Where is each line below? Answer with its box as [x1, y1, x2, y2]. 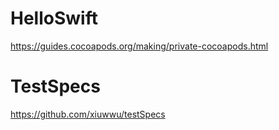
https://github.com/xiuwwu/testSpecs [10, 108, 166, 120]
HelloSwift [10, 7, 98, 30]
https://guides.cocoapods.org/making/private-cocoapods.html [10, 40, 269, 52]
